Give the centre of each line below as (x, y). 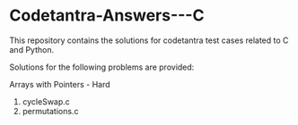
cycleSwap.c (46, 101)
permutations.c (50, 111)
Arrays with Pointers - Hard (60, 84)
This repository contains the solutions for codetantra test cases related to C (149, 40)
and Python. (32, 49)
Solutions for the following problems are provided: (102, 67)
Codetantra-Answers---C (107, 16)
